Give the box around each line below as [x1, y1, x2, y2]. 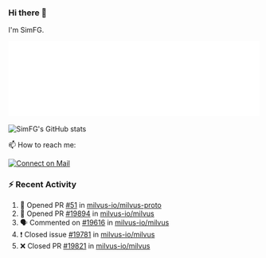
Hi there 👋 [8, 7, 48, 18]
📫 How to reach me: [8, 140, 76, 150]
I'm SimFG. [8, 25, 45, 35]
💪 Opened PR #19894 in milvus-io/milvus [19, 209, 155, 218]
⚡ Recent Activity [8, 179, 77, 190]
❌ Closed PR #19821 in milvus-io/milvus [19, 240, 151, 250]
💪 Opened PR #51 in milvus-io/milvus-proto [19, 200, 162, 209]
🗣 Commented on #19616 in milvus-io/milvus [19, 217, 170, 227]
